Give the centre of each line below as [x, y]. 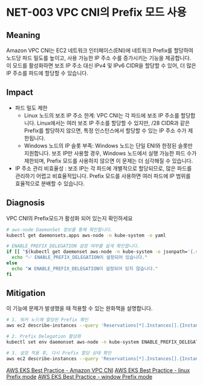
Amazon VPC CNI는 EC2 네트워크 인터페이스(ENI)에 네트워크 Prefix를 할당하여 [100, 50]
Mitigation [26, 293]
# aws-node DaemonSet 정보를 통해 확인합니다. [60, 230]
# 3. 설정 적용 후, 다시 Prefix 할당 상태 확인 [59, 353]
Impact [20, 92]
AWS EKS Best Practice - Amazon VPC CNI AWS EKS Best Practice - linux [98, 370]
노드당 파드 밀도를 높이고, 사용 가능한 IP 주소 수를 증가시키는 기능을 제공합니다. [99, 58]
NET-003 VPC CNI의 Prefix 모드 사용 [96, 12]
